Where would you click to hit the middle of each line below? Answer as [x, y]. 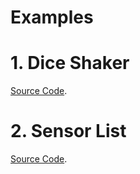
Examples [52, 17]
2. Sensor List [68, 131]
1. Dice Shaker [70, 63]
